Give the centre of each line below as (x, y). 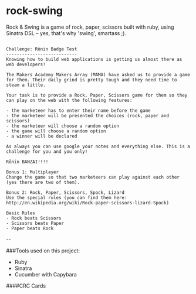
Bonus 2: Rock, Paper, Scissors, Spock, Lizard (65, 192)
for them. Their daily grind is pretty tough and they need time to (92, 80)
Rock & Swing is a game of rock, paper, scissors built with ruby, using (90, 27)
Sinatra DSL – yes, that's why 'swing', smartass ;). (66, 33)
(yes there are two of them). (43, 182)
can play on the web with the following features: (69, 100)
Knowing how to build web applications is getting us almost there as (94, 59)
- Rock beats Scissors (34, 218)
